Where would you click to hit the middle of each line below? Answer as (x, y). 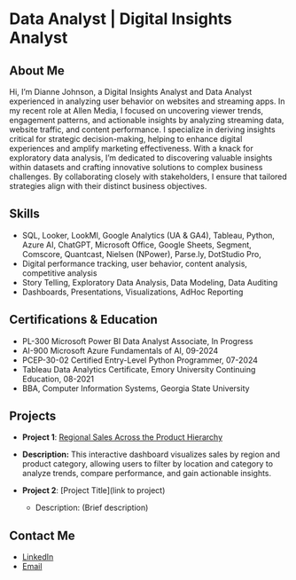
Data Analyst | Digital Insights (121, 19)
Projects (33, 416)
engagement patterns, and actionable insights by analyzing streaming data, (147, 120)
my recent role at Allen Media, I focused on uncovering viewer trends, (136, 110)
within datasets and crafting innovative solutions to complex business (136, 167)
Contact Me (42, 535)
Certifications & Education (83, 320)
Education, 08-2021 (58, 379)
